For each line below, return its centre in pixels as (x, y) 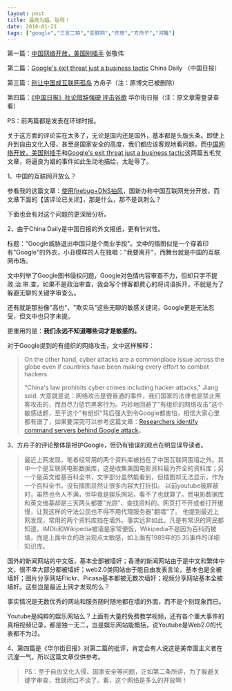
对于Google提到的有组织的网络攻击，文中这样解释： (81, 346)
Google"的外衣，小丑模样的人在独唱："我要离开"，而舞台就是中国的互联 (118, 252)
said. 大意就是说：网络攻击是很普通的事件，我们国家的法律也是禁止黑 (122, 396)
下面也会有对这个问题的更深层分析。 (59, 214)
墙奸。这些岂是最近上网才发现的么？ (59, 587)
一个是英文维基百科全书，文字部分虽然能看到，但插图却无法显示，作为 (124, 477)
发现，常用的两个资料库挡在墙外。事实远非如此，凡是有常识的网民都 (127, 520)
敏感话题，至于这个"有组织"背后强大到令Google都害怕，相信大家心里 (122, 413)
